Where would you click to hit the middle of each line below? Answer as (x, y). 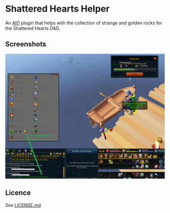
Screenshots (26, 44)
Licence (18, 193)
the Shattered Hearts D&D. (33, 28)
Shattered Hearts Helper (57, 9)
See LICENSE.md (23, 205)
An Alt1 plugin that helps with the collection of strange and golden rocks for (84, 23)
